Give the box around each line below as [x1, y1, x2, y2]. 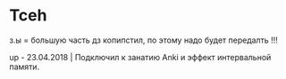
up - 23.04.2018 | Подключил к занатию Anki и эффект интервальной [9, 51, 272, 62]
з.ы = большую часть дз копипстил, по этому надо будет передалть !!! [9, 35, 279, 45]
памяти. [9, 61, 40, 72]
